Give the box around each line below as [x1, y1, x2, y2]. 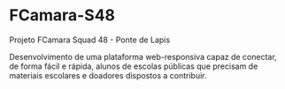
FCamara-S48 [9, 5, 116, 26]
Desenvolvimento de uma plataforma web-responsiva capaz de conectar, [9, 51, 277, 62]
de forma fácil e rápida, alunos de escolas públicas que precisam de [9, 61, 258, 71]
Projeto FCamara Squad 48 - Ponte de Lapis [9, 34, 171, 45]
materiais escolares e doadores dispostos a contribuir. [9, 70, 207, 80]
